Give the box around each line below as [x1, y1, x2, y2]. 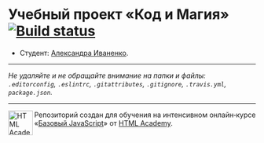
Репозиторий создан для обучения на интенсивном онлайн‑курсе [34, 110, 256, 119]
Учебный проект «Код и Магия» [8, 5, 229, 24]
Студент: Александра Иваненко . [19, 48, 129, 57]
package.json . [8, 87, 53, 97]
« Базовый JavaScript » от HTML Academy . [34, 118, 173, 127]
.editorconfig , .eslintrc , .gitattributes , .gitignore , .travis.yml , [8, 79, 226, 88]
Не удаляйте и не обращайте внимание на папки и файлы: [8, 71, 206, 80]
